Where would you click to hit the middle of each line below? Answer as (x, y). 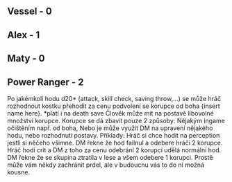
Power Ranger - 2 (45, 82)
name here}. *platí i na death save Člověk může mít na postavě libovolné (110, 113)
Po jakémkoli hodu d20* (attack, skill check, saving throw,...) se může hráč (114, 98)
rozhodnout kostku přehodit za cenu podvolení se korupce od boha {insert (114, 106)
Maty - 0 (26, 58)
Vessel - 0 (30, 11)
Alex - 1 (24, 35)
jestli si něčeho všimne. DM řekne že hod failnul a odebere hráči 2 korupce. (115, 143)
